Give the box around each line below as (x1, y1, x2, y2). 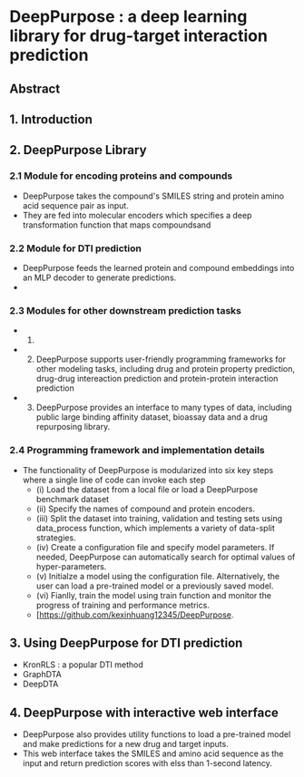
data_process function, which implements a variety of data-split (35, 522, 275, 533)
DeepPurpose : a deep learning (9, 6, 248, 27)
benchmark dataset (35, 493, 110, 504)
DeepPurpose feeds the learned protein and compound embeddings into (22, 262, 295, 273)
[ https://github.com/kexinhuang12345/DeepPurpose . (35, 609, 234, 620)
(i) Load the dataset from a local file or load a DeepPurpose (35, 483, 259, 495)
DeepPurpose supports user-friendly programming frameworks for (35, 354, 286, 364)
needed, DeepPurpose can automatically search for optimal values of (35, 551, 296, 562)
